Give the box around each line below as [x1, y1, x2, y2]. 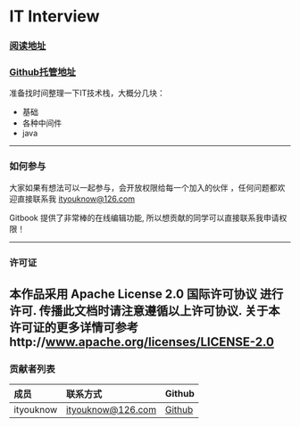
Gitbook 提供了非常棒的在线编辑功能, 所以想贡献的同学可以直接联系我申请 [9, 212, 279, 223]
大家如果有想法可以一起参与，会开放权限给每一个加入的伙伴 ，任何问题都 [9, 182, 278, 193]
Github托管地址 [9, 66, 76, 78]
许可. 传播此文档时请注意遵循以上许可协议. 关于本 [9, 303, 280, 318]
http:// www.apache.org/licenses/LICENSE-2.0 [9, 334, 275, 349]
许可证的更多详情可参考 [9, 320, 138, 335]
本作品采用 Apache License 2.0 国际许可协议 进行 [9, 287, 284, 302]
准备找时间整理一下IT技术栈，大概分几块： [9, 87, 165, 99]
